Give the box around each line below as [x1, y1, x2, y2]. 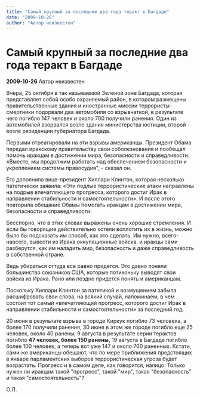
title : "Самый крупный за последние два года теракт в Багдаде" [6, 8, 170, 15]
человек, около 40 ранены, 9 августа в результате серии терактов [6, 330, 177, 337]
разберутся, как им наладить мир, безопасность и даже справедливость [6, 245, 194, 252]
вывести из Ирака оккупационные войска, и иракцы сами [29, 238, 178, 245]
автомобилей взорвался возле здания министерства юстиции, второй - [6, 121, 190, 128]
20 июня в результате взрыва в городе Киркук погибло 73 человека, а [6, 317, 187, 325]
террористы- [139, 102, 172, 109]
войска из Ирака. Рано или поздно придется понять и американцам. [6, 275, 182, 282]
